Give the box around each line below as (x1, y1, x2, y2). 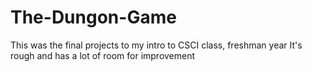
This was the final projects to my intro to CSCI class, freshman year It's (10, 39, 303, 51)
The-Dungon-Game (10, 6, 177, 29)
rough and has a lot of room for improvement (10, 49, 196, 61)
